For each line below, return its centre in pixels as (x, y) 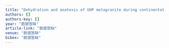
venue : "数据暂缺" (23, 33)
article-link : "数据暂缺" (31, 28)
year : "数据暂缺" (22, 24)
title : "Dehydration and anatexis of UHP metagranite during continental (85, 10)
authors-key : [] (22, 19)
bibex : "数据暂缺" (23, 38)
